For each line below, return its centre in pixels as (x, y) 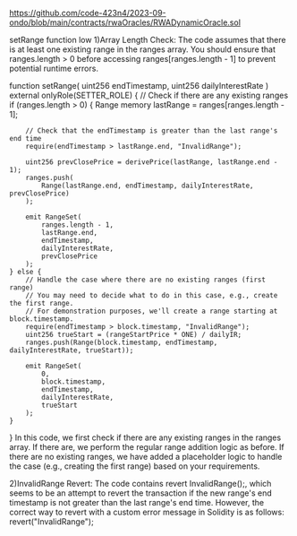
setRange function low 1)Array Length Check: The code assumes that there (148, 40)
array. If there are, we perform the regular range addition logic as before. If (147, 447)
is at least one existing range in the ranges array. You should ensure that (142, 49)
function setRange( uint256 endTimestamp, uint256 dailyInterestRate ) (139, 86)
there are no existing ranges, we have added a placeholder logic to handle (146, 457)
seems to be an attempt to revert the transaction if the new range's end (140, 493)
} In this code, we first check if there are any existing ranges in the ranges (145, 437)
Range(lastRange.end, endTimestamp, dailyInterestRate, (148, 186)
